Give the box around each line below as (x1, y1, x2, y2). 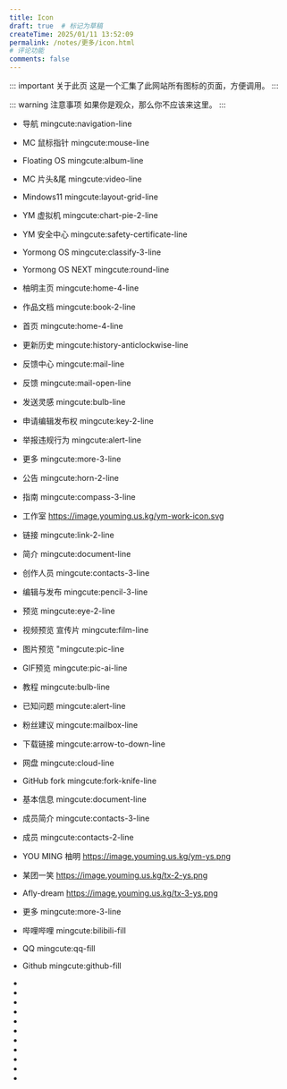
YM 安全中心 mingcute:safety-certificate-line (21, 229, 188, 240)
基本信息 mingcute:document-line (21, 794, 148, 805)
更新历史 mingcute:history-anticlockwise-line (21, 340, 189, 350)
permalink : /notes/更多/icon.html (9, 38, 136, 47)
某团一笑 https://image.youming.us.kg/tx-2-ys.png (21, 870, 208, 881)
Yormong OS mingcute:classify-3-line (21, 247, 162, 257)
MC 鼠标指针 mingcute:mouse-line (21, 138, 150, 148)
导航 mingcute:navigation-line (21, 118, 132, 129)
